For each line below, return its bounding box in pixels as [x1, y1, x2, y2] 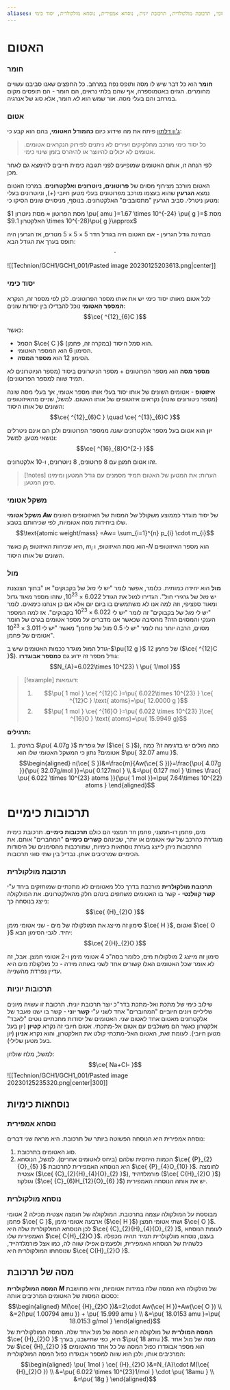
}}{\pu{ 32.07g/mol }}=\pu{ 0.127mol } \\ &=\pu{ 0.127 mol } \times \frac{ [19, 767, 221, 775]
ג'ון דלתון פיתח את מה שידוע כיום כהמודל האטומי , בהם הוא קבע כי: [7, 127, 182, 135]
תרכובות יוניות [7, 984, 53, 994]
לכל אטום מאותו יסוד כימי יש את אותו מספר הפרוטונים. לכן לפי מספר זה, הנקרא [7, 294, 211, 302]
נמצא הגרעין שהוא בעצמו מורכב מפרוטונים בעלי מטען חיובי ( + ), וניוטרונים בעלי [7, 189, 210, 197]
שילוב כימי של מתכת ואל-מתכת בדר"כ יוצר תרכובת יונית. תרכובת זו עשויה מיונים [7, 1000, 213, 1008]
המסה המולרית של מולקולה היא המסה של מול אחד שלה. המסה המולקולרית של [7, 1327, 214, 1336]
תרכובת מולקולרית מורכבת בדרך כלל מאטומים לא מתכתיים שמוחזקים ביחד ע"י [7, 882, 213, 890]
